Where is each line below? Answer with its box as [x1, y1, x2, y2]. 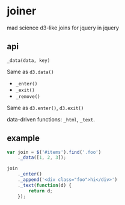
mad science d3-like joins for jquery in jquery [7, 24, 120, 31]
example [7, 133, 40, 144]
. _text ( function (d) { [17, 182, 72, 188]
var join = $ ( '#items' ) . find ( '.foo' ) [7, 149, 102, 155]
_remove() [15, 93, 41, 100]
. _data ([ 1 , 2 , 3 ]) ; [17, 155, 67, 161]
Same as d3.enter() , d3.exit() [7, 104, 84, 111]
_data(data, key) [7, 57, 50, 64]
